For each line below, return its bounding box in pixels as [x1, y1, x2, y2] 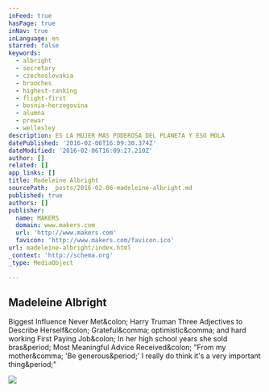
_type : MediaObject [8, 258, 74, 266]
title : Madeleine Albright [8, 176, 99, 185]
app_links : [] [8, 169, 56, 177]
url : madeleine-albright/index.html [8, 244, 131, 252]
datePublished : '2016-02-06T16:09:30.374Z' [8, 138, 157, 147]
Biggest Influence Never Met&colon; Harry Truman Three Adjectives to [8, 317, 243, 327]
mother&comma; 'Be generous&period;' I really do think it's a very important [8, 351, 261, 361]
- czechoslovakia [15, 72, 74, 80]
